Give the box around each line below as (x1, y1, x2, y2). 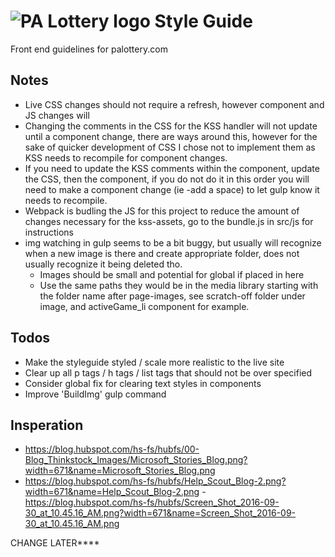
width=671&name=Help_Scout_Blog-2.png (24, 486, 200, 498)
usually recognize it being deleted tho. (24, 258, 183, 270)
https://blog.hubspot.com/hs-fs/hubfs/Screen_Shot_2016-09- (24, 496, 280, 509)
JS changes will (24, 109, 90, 121)
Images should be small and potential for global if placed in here (39, 268, 305, 280)
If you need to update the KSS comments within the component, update (24, 162, 320, 174)
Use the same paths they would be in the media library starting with (39, 279, 319, 291)
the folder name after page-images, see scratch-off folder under (39, 290, 306, 302)
